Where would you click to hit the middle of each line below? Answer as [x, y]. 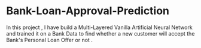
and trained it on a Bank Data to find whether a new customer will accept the [100, 33]
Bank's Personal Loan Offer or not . [49, 40]
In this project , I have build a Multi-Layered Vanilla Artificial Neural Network [99, 27]
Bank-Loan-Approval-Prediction [88, 11]
